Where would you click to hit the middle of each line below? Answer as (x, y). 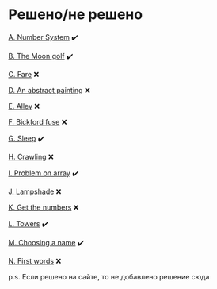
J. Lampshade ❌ (35, 191)
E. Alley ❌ (24, 106)
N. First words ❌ (35, 260)
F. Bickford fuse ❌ (38, 121)
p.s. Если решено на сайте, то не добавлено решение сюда (109, 276)
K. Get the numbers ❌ (44, 207)
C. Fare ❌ (24, 74)
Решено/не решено (76, 15)
